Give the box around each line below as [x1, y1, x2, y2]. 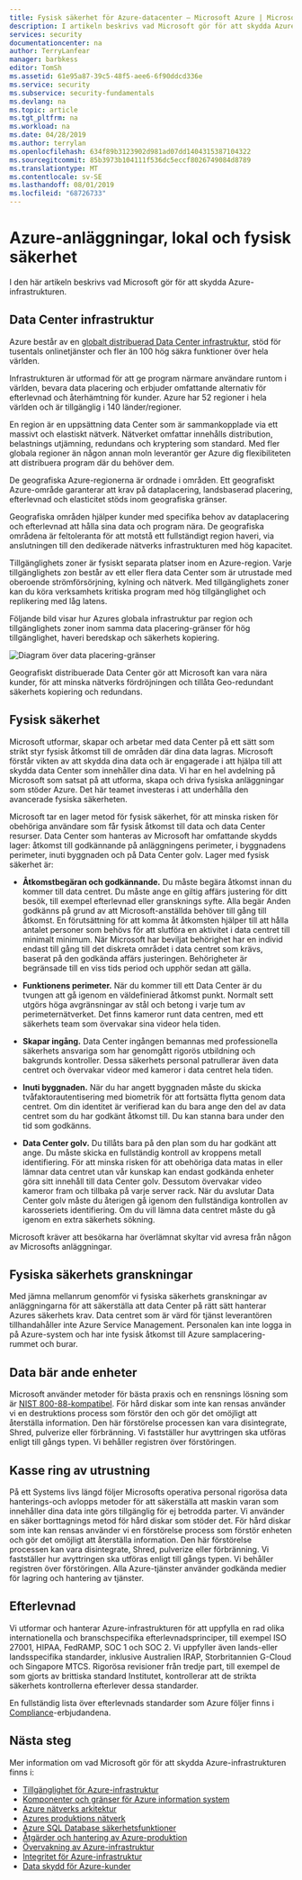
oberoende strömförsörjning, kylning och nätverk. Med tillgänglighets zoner [9, 576, 289, 587]
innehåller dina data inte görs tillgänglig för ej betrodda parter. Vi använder [9, 1505, 285, 1516]
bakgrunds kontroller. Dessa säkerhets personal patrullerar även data [22, 1054, 279, 1065]
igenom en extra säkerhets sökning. [22, 1214, 155, 1225]
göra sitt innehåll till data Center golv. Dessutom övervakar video [22, 1176, 262, 1187]
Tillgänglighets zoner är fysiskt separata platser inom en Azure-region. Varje [9, 557, 292, 568]
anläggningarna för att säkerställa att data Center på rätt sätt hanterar [9, 1300, 267, 1311]
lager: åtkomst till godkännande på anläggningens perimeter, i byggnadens [9, 839, 286, 851]
